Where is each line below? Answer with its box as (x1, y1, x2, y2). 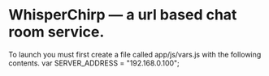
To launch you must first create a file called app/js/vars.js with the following (8, 49, 262, 59)
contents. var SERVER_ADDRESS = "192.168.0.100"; (8, 58, 180, 68)
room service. (8, 23, 105, 41)
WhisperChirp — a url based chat (8, 6, 237, 24)
